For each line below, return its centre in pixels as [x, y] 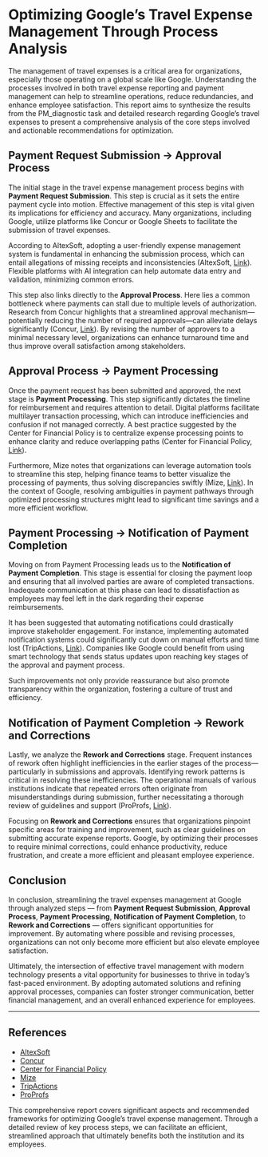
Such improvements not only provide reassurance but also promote [119, 681]
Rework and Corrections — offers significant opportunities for [111, 925]
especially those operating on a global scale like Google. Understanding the [132, 79]
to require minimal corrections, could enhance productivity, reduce [118, 847]
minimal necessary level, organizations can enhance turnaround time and [128, 337]
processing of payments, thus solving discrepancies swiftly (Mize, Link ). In [131, 482]
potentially [26, 320]
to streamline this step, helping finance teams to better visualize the [120, 474]
